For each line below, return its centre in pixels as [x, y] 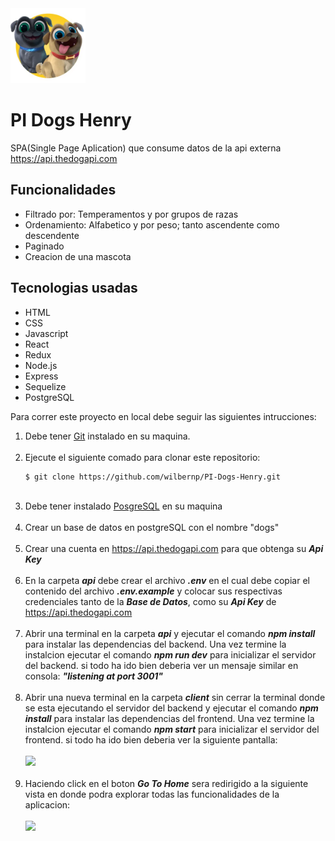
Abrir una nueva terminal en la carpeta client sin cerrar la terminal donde [175, 697]
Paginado [44, 246]
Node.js [41, 365]
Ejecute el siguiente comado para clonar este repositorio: [142, 457]
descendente [52, 235]
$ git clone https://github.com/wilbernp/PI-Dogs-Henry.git [152, 477]
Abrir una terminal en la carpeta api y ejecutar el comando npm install [170, 633]
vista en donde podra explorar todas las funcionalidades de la [152, 794]
